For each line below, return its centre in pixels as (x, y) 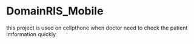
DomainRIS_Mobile (55, 11)
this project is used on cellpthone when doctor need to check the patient (97, 28)
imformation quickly (31, 34)
